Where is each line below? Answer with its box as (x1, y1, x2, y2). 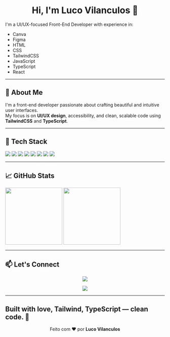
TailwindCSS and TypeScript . (5, 118, 68, 124)
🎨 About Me (5, 88, 43, 97)
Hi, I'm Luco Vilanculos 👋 (32, 5, 138, 16)
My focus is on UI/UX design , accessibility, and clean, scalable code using (5, 113, 161, 119)
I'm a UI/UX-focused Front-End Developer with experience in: (5, 21, 134, 27)
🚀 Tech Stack (5, 137, 48, 146)
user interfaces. (5, 107, 38, 113)
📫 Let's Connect (5, 260, 60, 269)
